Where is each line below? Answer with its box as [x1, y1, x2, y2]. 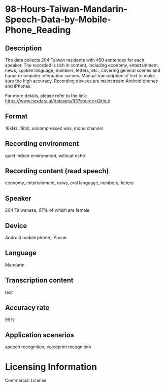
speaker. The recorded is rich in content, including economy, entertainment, [5, 63, 159, 68]
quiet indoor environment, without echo [5, 153, 85, 159]
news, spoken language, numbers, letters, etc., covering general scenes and [5, 67, 161, 73]
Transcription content [5, 276, 74, 285]
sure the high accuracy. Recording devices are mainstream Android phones [5, 78, 158, 84]
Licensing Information [5, 361, 97, 372]
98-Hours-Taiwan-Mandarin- [5, 3, 128, 15]
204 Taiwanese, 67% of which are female [5, 207, 90, 213]
